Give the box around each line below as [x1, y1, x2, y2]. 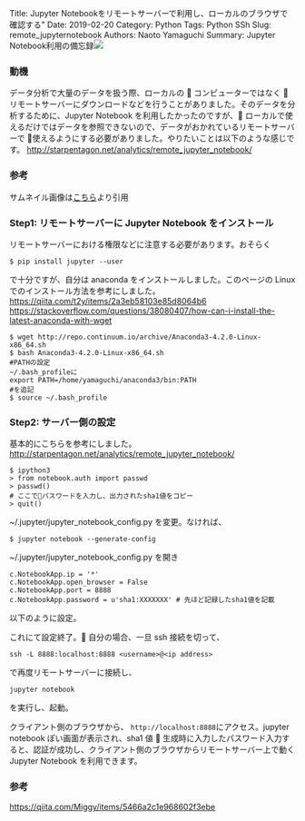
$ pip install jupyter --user [9, 257, 124, 266]
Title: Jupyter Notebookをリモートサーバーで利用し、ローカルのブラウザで [9, 8, 289, 18]
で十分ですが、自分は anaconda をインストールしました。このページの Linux [9, 273, 296, 284]
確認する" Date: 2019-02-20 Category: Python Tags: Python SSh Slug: [9, 19, 272, 30]
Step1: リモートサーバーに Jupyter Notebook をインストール [9, 216, 274, 229]
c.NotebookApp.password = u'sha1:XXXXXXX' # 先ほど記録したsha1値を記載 [9, 596, 275, 605]
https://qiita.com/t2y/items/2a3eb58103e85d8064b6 [9, 295, 207, 306]
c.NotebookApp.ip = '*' [9, 570, 100, 579]
